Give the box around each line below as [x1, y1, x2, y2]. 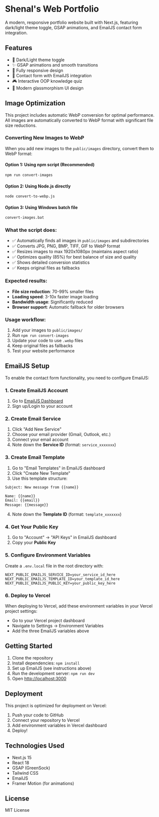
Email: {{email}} [5, 498, 40, 503]
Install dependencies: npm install [12, 660, 80, 666]
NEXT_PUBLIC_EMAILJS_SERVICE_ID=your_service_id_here [5, 572, 116, 577]
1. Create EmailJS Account [5, 387, 68, 394]
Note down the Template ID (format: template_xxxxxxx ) [12, 511, 122, 517]
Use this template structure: [12, 475, 68, 481]
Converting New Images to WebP [5, 135, 85, 141]
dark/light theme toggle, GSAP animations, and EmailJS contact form [5, 24, 142, 30]
